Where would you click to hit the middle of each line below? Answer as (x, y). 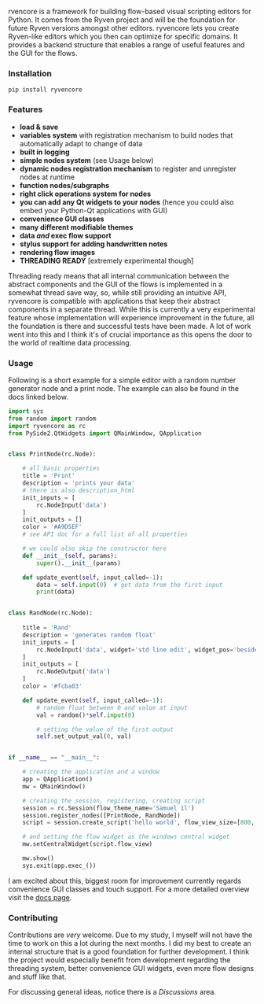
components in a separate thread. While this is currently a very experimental (132, 309)
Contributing (33, 917)
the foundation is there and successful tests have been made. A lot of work (130, 326)
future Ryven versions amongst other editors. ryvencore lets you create (124, 28)
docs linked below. (38, 397)
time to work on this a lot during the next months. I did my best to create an (130, 943)
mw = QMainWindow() (54, 786)
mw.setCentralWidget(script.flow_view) (88, 844)
